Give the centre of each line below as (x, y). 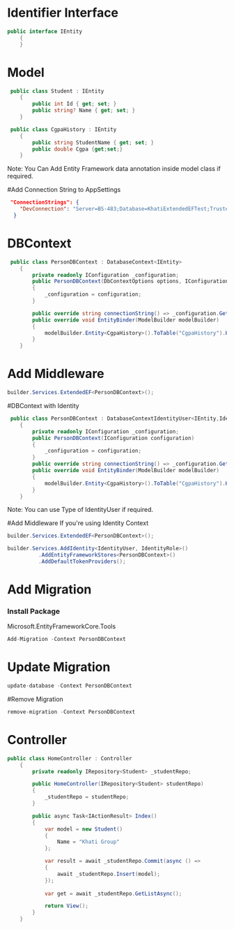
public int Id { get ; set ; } (75, 104)
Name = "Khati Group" (88, 842)
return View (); (67, 906)
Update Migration (59, 667)
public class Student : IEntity (57, 91)
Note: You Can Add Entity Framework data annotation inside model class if (114, 169)
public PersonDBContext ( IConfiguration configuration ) (114, 438)
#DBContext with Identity (43, 406)
